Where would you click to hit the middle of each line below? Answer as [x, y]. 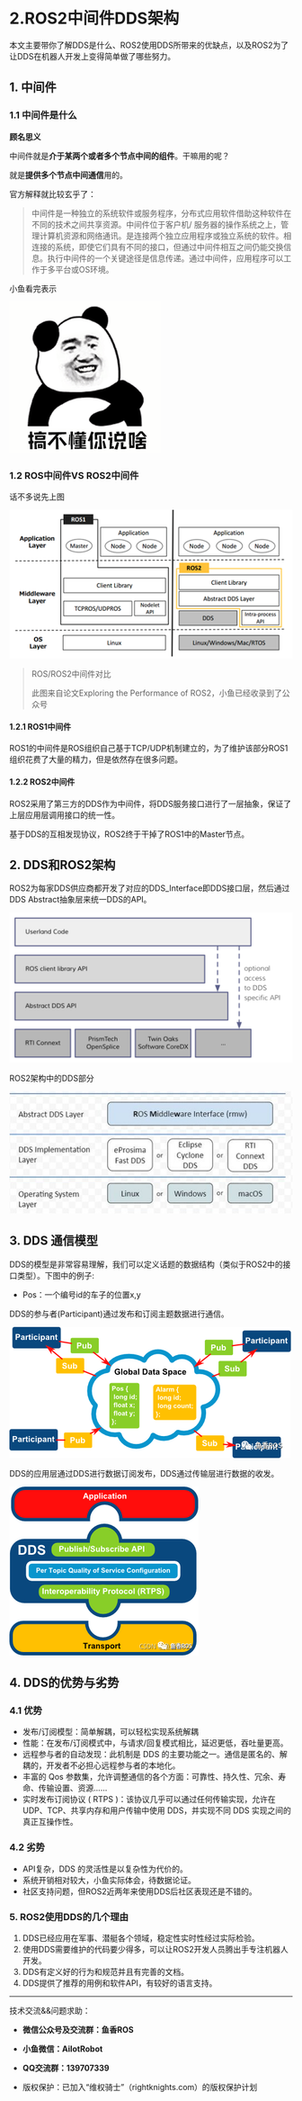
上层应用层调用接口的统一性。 [64, 814]
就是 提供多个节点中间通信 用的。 [68, 175]
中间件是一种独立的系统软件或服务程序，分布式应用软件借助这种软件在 [161, 213]
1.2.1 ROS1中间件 [40, 726]
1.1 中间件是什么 [44, 115]
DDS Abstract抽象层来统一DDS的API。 [80, 900]
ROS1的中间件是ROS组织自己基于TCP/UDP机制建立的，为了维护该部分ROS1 [149, 749]
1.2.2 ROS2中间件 [42, 781]
